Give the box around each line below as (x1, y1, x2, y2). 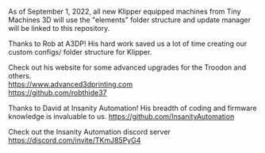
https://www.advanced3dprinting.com (8, 79, 133, 89)
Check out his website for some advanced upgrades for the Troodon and (8, 63, 247, 72)
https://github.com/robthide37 (8, 88, 107, 98)
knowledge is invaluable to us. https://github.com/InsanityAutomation (8, 112, 235, 121)
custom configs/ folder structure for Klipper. (8, 48, 152, 56)
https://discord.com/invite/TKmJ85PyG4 (8, 136, 141, 145)
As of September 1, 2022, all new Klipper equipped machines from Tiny (8, 7, 241, 16)
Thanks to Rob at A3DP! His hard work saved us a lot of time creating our (8, 39, 248, 48)
